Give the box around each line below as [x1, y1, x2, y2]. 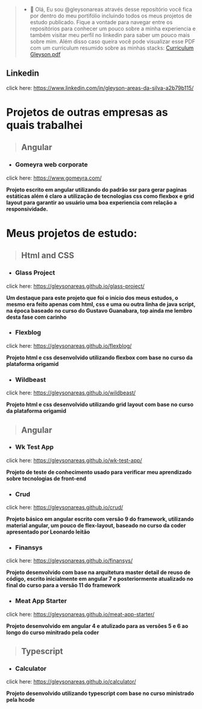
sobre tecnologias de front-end [6, 475, 86, 482]
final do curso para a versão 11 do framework [6, 581, 121, 589]
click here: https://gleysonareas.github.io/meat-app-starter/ [6, 610, 155, 618]
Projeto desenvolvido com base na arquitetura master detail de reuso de [6, 569, 191, 576]
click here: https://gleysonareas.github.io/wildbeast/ [6, 389, 136, 396]
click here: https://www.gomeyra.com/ [6, 174, 102, 181]
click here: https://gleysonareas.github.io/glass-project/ [6, 282, 145, 290]
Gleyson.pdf [30, 51, 61, 57]
